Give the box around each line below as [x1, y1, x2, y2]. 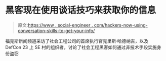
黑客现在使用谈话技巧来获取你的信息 [5, 4, 156, 16]
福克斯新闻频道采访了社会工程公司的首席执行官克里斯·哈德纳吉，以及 [5, 38, 149, 44]
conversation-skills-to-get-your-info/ [17, 27, 95, 33]
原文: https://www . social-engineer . [17, 22, 93, 28]
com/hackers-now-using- [94, 22, 148, 28]
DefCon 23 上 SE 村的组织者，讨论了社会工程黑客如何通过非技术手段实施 [5, 44, 157, 50]
